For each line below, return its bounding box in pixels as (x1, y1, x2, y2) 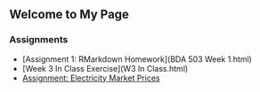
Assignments (9, 34, 69, 46)
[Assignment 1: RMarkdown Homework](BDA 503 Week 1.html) (21, 53, 252, 65)
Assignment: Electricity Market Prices (21, 73, 160, 83)
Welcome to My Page (9, 7, 129, 22)
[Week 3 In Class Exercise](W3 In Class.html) (21, 63, 189, 73)
